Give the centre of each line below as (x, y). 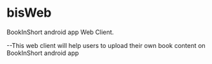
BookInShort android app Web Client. (60, 32)
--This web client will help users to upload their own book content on (106, 45)
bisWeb (29, 13)
